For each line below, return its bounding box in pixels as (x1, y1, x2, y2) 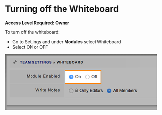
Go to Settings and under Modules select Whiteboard (12, 38, 121, 45)
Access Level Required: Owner (5, 20, 70, 26)
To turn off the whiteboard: (5, 29, 60, 35)
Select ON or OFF (12, 44, 48, 50)
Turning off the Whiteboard (5, 3, 119, 15)
